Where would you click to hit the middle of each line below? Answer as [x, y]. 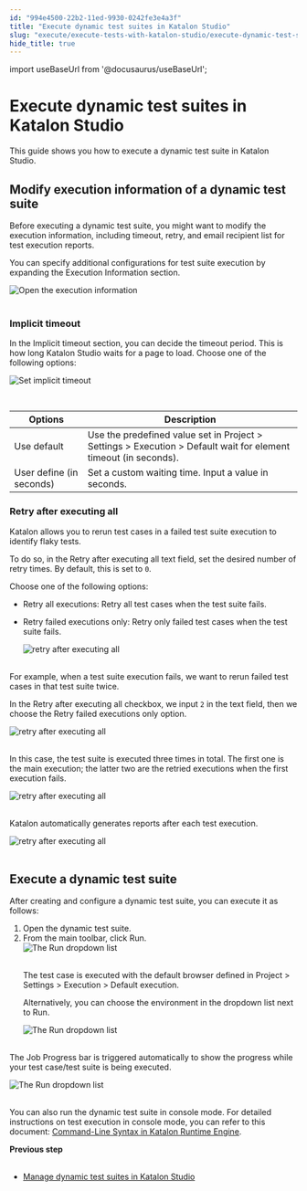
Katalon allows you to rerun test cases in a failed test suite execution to [143, 532]
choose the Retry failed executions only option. [98, 713]
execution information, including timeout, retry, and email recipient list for [147, 235]
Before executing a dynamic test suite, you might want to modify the [138, 226]
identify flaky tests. [46, 541]
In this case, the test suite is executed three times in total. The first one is [147, 758]
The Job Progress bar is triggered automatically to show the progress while [151, 1058]
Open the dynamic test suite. [77, 929]
